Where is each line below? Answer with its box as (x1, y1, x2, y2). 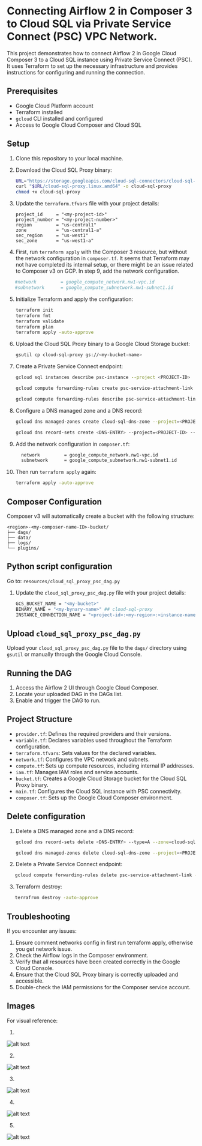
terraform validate (15, 318, 65, 324)
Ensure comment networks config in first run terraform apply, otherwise (15, 939, 194, 946)
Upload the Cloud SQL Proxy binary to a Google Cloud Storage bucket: (15, 341, 191, 348)
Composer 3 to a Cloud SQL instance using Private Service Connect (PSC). (7, 56, 192, 63)
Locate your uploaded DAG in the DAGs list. (15, 691, 123, 698)
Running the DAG (7, 668, 73, 678)
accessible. (15, 977, 44, 984)
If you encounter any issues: (7, 927, 77, 935)
